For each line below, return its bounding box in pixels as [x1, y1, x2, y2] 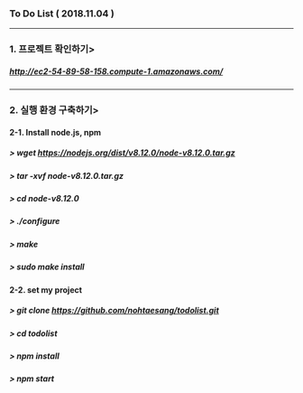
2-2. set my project [9, 284, 83, 295]
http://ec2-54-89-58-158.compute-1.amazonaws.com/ [9, 66, 224, 77]
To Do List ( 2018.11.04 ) [9, 7, 115, 20]
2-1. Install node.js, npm [9, 126, 102, 137]
